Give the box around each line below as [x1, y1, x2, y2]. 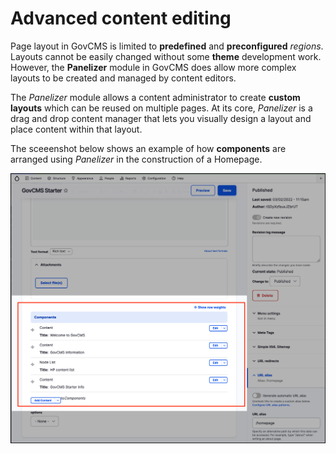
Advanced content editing [10, 7, 232, 30]
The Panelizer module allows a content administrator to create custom [10, 91, 301, 103]
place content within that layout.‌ [10, 123, 143, 135]
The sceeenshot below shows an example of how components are [10, 142, 287, 154]
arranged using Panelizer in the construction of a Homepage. [10, 153, 263, 165]
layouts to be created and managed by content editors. [10, 72, 237, 84]
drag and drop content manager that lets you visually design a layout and [10, 112, 312, 124]
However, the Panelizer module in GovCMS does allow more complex [10, 61, 297, 73]
